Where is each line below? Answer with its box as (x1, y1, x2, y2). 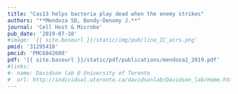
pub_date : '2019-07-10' (7, 30, 78, 37)
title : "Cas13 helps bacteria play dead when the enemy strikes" (7, 10, 204, 18)
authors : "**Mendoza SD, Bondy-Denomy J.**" (7, 17, 141, 24)
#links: (7, 63, 30, 70)
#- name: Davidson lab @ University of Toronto (7, 69, 151, 76)
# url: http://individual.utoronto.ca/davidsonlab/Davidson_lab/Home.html (7, 76, 236, 83)
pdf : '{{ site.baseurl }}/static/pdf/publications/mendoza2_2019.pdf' (7, 57, 220, 64)
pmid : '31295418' (7, 43, 59, 50)
